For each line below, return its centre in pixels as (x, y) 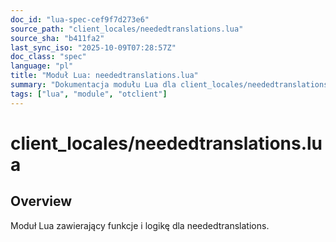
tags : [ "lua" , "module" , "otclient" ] (89, 94)
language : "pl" (42, 66)
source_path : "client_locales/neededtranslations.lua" (127, 29)
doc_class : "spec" (48, 57)
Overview (41, 201)
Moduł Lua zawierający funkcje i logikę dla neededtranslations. (140, 225)
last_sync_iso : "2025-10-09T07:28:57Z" (93, 47)
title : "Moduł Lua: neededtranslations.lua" (104, 76)
